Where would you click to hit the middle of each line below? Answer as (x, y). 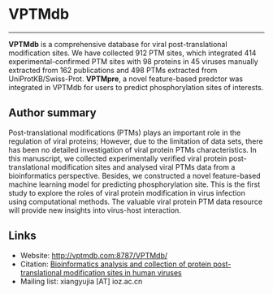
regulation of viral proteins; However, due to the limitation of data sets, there (136, 141)
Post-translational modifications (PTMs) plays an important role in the (125, 132)
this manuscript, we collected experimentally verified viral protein (118, 158)
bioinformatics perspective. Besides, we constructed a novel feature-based (135, 175)
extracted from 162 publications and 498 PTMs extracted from (113, 70)
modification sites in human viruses (123, 272)
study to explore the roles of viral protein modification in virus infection (127, 192)
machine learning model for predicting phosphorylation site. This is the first (134, 184)
